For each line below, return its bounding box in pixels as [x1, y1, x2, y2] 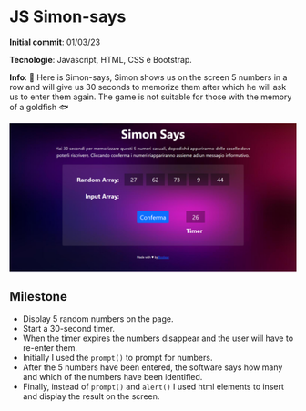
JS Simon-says [9, 6, 127, 27]
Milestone [9, 289, 68, 304]
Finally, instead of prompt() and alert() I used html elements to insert [22, 381, 285, 392]
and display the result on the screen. [22, 390, 160, 402]
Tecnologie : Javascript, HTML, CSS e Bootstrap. [9, 54, 193, 65]
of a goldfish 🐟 [9, 101, 69, 112]
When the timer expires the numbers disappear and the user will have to [22, 333, 294, 344]
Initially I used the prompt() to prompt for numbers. [22, 352, 213, 363]
